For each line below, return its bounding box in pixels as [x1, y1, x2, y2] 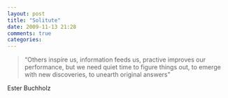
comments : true [7, 29, 52, 37]
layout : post [7, 10, 45, 17]
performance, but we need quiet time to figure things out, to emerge [24, 63, 222, 71]
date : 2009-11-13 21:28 [7, 23, 77, 30]
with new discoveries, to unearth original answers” [24, 71, 171, 79]
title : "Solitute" [7, 17, 61, 24]
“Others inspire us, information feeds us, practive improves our [24, 55, 206, 64]
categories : [7, 36, 42, 43]
